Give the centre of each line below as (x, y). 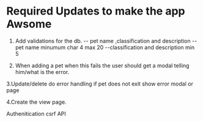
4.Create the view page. (36, 102)
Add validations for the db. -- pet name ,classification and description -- (106, 41)
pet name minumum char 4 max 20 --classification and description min (105, 47)
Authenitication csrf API (36, 114)
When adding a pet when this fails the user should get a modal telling (102, 66)
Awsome (29, 24)
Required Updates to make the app (96, 11)
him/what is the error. (42, 72)
